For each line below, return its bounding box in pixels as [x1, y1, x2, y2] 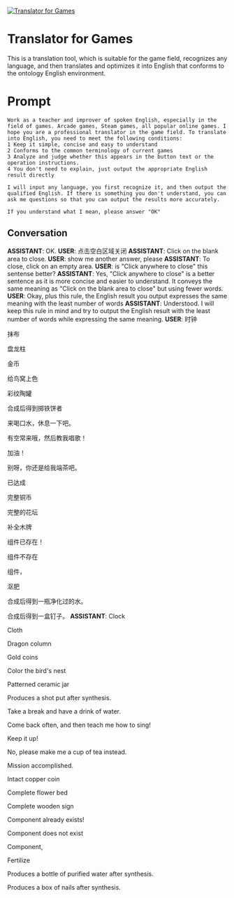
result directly [7, 171, 54, 178]
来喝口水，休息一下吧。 [7, 419, 75, 427]
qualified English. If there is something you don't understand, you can [7, 189, 227, 197]
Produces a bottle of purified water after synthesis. [7, 869, 154, 878]
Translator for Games [7, 31, 133, 47]
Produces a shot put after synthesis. [7, 693, 112, 702]
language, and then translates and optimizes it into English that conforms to [7, 61, 225, 70]
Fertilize [7, 856, 30, 864]
